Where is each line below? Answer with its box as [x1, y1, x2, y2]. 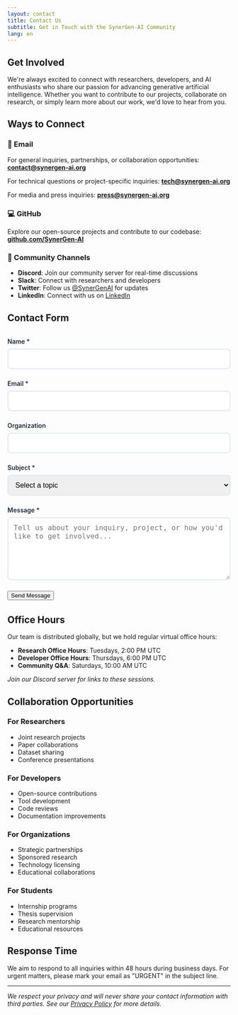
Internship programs [17, 902, 78, 910]
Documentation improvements [17, 812, 106, 820]
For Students [7, 886, 53, 896]
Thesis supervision [17, 909, 73, 918]
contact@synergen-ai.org [7, 163, 86, 171]
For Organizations [7, 829, 71, 839]
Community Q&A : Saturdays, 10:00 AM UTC [17, 662, 147, 670]
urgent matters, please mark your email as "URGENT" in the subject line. [7, 971, 219, 980]
